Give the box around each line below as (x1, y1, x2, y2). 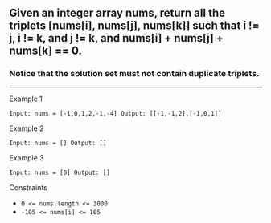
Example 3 (9, 152, 44, 163)
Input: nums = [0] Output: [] (9, 168, 111, 176)
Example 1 (9, 94, 43, 103)
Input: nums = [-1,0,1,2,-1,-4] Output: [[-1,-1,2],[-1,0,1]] (9, 109, 222, 117)
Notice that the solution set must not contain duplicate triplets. (9, 68, 260, 79)
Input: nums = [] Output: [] (9, 139, 107, 147)
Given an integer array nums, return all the (9, 6, 226, 20)
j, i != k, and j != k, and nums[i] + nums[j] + (9, 31, 224, 45)
